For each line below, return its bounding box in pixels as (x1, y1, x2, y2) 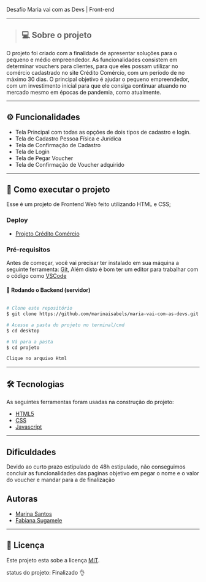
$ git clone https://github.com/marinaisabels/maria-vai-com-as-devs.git (6, 311, 199, 317)
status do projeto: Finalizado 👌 (6, 569, 85, 576)
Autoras (6, 494, 38, 504)
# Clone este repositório (6, 305, 72, 312)
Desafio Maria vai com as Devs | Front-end (6, 6, 115, 13)
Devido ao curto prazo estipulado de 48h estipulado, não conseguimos (6, 463, 186, 470)
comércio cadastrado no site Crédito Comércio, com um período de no (6, 69, 185, 76)
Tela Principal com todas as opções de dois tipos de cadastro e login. (15, 128, 191, 136)
